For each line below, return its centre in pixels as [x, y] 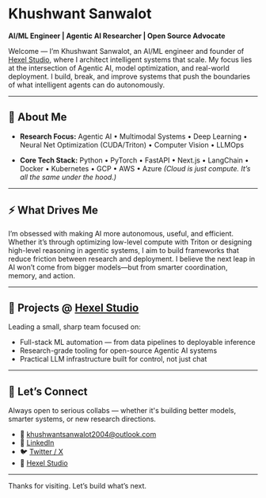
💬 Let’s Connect [48, 391]
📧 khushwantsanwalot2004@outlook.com [88, 435]
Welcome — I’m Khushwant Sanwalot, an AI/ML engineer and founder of [126, 51]
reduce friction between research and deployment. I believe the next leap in [132, 259]
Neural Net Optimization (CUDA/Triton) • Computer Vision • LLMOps [131, 144]
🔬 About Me [38, 117]
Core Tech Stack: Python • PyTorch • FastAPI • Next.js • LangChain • [134, 160]
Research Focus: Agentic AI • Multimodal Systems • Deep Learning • [133, 136]
